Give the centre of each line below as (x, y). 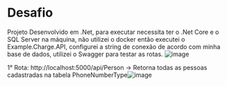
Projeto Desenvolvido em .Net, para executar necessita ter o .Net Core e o (113, 32)
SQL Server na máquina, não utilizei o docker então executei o (96, 39)
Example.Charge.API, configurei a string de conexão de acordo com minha (114, 46)
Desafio (30, 13)
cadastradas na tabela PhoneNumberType (67, 75)
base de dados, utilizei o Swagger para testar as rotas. (85, 54)
